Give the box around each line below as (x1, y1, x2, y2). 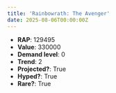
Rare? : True (17, 79, 51, 87)
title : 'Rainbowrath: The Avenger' (7, 10, 110, 17)
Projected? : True (17, 65, 67, 73)
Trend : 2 (17, 57, 43, 65)
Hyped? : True (17, 72, 58, 80)
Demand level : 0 (17, 50, 65, 59)
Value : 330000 (17, 43, 61, 51)
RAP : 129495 (17, 35, 56, 43)
